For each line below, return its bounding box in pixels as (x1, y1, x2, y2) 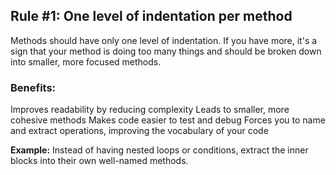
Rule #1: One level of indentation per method (10, 8, 293, 25)
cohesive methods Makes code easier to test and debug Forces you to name (10, 114, 326, 126)
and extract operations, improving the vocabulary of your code (10, 125, 269, 137)
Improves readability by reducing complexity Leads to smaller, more (10, 104, 290, 116)
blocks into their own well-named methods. (10, 155, 189, 167)
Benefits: (10, 80, 57, 94)
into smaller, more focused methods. (10, 55, 162, 68)
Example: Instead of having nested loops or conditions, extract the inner (10, 144, 309, 156)
